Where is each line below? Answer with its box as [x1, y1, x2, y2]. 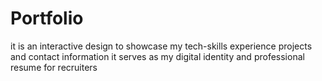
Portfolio [10, 7, 84, 30]
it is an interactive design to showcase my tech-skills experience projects [10, 40, 313, 52]
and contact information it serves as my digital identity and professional [10, 50, 305, 62]
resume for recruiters [10, 61, 98, 73]
